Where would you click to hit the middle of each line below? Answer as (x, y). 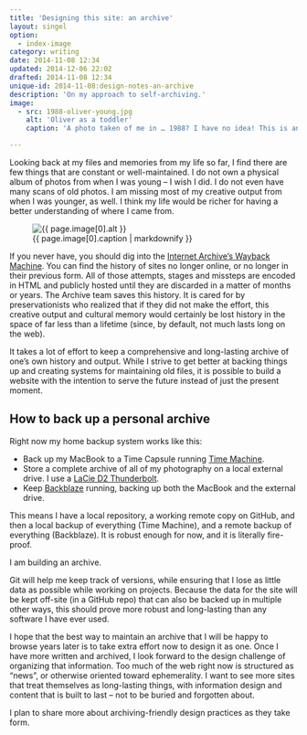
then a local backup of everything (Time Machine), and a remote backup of (151, 525)
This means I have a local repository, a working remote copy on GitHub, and (152, 515)
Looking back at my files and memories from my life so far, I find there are (148, 162)
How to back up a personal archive (110, 419)
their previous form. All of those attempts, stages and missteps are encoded (153, 276)
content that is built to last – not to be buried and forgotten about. (132, 695)
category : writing (44, 52)
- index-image (44, 43)
